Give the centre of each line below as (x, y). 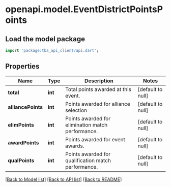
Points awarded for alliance (98, 104)
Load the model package (45, 39)
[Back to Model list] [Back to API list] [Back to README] (64, 179)
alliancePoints (25, 107)
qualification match (88, 160)
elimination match (87, 124)
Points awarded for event (95, 139)
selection (76, 110)
